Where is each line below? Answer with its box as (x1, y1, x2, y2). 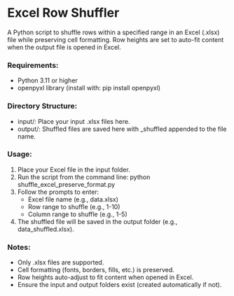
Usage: (7, 149, 33, 159)
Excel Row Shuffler (7, 5, 120, 21)
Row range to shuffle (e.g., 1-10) (27, 202, 121, 211)
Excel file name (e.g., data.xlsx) (27, 195, 119, 204)
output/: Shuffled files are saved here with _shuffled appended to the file (17, 125, 227, 133)
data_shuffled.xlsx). (17, 225, 75, 233)
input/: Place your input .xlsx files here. (17, 117, 130, 125)
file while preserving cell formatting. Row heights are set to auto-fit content (7, 35, 224, 43)
